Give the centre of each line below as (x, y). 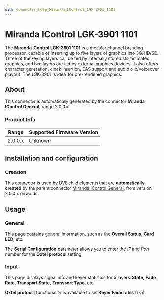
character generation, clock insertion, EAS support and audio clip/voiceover (82, 69)
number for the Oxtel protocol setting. (44, 254)
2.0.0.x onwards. (22, 194)
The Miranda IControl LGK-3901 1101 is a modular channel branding (74, 48)
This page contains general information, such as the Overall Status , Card (80, 234)
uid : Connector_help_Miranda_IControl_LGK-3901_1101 (60, 10)
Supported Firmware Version (64, 132)
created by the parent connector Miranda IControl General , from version (78, 188)
